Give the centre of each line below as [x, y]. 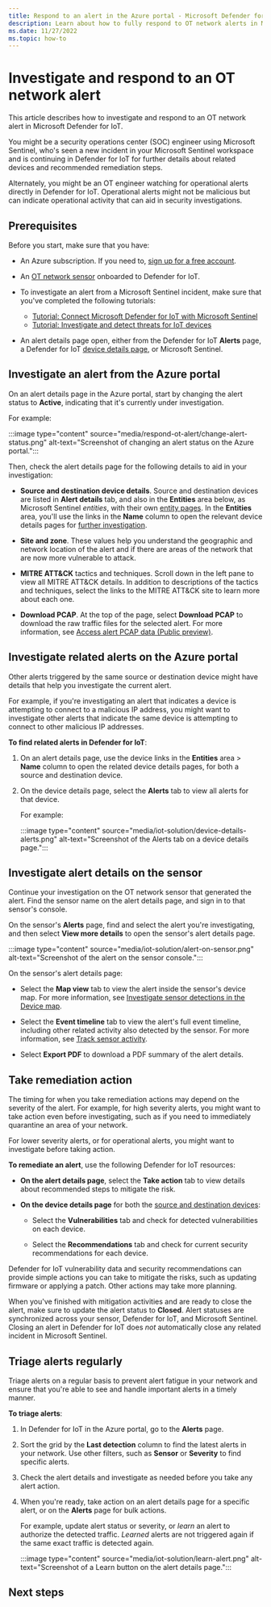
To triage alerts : [35, 1413]
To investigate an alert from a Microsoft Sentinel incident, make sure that [141, 292]
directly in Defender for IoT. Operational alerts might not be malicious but [129, 192]
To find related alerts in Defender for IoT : [78, 742]
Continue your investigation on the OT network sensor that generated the [130, 892]
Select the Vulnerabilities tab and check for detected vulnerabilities [145, 1221]
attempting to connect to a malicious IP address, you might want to [119, 709]
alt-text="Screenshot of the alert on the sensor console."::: [106, 958]
